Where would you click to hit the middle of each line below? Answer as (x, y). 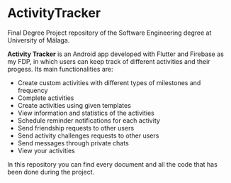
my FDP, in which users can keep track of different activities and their (109, 61)
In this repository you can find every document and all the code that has (112, 164)
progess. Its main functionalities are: (60, 69)
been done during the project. (51, 172)
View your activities (46, 150)
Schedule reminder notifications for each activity (89, 120)
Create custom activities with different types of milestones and (109, 82)
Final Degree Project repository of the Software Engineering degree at (109, 33)
